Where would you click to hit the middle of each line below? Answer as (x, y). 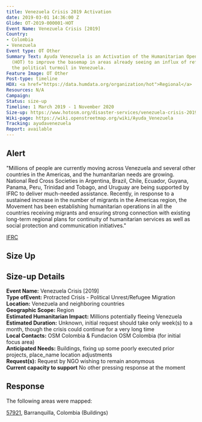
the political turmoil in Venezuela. (59, 68)
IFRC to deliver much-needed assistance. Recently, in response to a (90, 194)
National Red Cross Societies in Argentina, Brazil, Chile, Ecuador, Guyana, (97, 180)
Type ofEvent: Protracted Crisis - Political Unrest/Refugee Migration (91, 298)
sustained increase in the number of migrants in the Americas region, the (97, 200)
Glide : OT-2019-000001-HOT (40, 23)
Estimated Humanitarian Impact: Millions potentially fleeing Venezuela (94, 317)
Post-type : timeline (32, 79)
